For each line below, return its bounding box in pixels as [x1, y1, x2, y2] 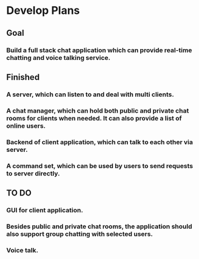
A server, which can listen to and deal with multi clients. [6, 90, 174, 99]
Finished [6, 72, 40, 82]
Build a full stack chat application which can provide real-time [6, 46, 192, 54]
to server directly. [6, 169, 61, 177]
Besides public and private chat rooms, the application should [6, 222, 192, 231]
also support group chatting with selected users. [6, 229, 153, 238]
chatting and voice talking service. [6, 53, 111, 62]
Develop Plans [6, 4, 80, 18]
